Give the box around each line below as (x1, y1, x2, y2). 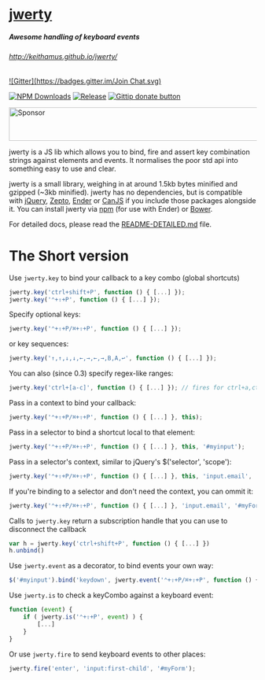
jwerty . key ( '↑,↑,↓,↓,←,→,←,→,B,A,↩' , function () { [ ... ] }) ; (9, 354, 217, 363)
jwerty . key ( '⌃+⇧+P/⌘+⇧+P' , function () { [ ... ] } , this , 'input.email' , (9, 472, 252, 480)
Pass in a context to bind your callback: (9, 398, 137, 408)
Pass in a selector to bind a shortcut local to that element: (9, 427, 196, 437)
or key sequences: (9, 339, 69, 349)
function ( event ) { (9, 606, 73, 614)
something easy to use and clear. (9, 164, 116, 173)
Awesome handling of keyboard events (9, 31, 140, 41)
